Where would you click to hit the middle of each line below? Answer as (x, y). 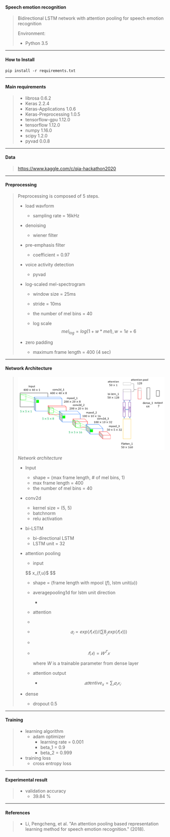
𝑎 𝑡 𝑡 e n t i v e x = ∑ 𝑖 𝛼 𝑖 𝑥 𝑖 (103, 683)
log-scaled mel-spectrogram (55, 284)
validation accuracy (46, 791)
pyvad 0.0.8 (37, 141)
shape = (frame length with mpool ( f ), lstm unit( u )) (85, 583)
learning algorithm (44, 731)
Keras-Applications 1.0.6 (50, 109)
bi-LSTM (34, 528)
